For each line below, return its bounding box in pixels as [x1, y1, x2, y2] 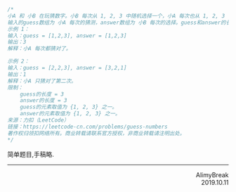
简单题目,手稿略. [7, 150, 55, 158]
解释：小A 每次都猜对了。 [7, 45, 72, 52]
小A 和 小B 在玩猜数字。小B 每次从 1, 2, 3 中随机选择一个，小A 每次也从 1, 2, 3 [7, 12, 225, 20]
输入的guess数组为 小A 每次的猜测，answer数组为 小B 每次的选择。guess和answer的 [7, 19, 226, 26]
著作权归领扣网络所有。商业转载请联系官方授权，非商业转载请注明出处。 [7, 129, 185, 136]
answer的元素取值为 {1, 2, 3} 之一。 [20, 110, 121, 117]
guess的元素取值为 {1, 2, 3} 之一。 [20, 103, 118, 111]
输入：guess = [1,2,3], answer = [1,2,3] [7, 32, 127, 39]
